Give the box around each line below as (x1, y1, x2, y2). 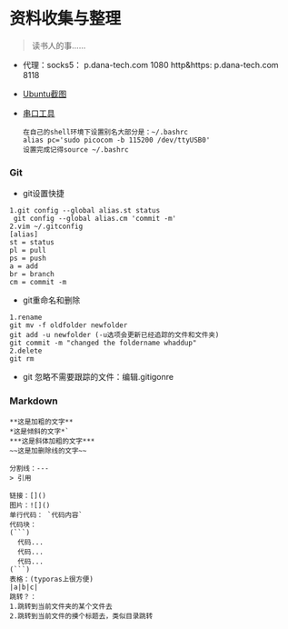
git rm (9, 354, 35, 364)
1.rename (9, 313, 43, 323)
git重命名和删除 (22, 295, 81, 305)
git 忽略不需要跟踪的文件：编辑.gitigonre (22, 372, 174, 383)
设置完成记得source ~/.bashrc (22, 145, 129, 155)
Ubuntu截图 (22, 88, 67, 99)
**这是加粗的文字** (9, 417, 74, 426)
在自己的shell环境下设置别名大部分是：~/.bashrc (22, 127, 189, 136)
